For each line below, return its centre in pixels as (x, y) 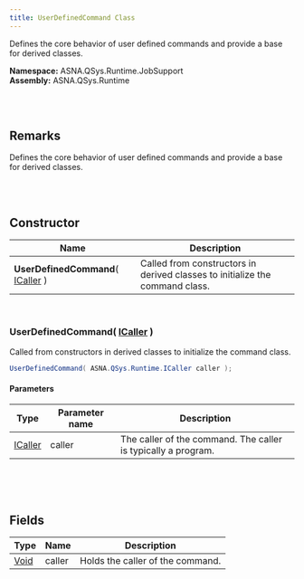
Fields (27, 521)
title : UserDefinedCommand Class (72, 18)
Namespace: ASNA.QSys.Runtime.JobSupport (96, 71)
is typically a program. (168, 451)
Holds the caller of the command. (151, 561)
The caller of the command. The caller (201, 439)
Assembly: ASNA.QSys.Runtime (70, 80)
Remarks (35, 136)
